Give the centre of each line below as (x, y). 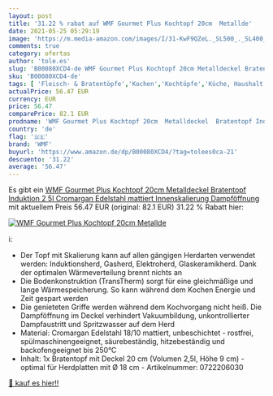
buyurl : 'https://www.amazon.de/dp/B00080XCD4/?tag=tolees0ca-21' (123, 152)
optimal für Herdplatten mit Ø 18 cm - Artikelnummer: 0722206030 (132, 368)
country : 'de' (32, 129)
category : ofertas (39, 54)
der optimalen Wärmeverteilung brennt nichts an (101, 273)
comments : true (34, 46)
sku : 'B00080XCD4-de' (45, 76)
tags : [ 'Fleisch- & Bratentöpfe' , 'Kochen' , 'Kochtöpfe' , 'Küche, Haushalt (136, 84)
